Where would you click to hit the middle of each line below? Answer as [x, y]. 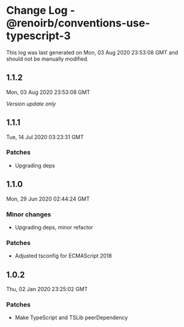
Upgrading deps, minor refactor [54, 227]
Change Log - [41, 10]
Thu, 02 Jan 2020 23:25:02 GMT [47, 289]
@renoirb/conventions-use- [78, 23]
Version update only [31, 104]
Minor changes [29, 214]
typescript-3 [38, 36]
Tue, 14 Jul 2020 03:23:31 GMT [45, 137]
